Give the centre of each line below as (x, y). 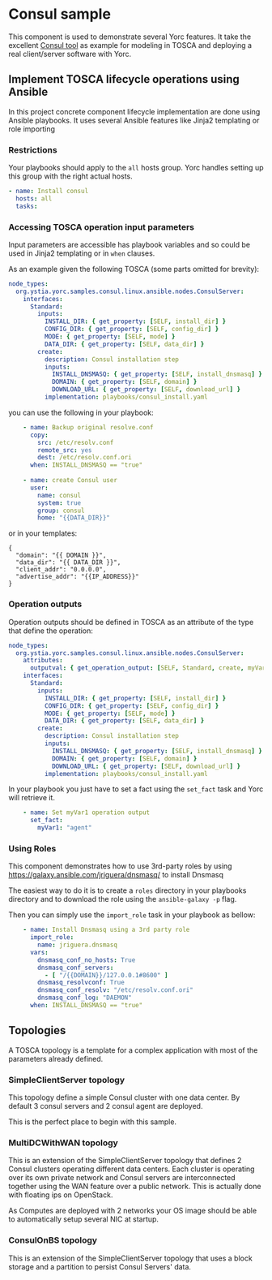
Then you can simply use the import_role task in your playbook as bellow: (132, 915)
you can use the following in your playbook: (81, 412)
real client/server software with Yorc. (70, 54)
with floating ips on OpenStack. (61, 1195)
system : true (59, 503)
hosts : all (34, 198)
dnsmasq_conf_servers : (76, 968)
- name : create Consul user (70, 481)
